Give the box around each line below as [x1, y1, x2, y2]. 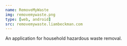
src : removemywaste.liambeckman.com [5, 21, 83, 27]
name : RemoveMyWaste [5, 7, 49, 13]
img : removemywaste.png [5, 12, 56, 17]
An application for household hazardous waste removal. [5, 35, 122, 41]
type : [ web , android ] [5, 17, 51, 22]
